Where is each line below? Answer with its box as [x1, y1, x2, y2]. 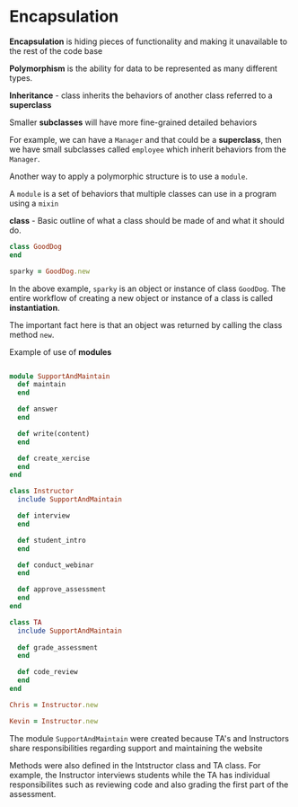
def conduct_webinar [17, 560, 94, 570]
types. [9, 72, 33, 83]
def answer [17, 404, 58, 414]
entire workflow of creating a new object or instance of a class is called [9, 292, 274, 303]
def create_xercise [17, 454, 91, 463]
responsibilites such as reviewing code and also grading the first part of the [9, 779, 289, 790]
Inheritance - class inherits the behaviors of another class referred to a [9, 90, 273, 101]
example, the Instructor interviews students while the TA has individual [9, 769, 271, 780]
